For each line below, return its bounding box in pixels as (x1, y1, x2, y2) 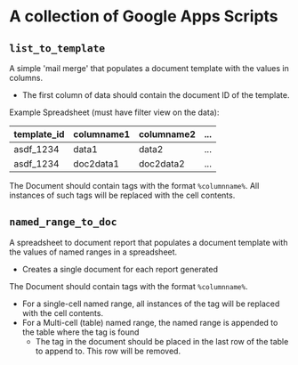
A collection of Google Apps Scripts (9, 6, 278, 27)
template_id (13, 128, 65, 140)
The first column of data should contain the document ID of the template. (21, 90, 290, 100)
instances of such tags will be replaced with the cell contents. (9, 190, 236, 200)
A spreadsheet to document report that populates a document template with (9, 237, 288, 247)
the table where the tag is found (21, 327, 140, 337)
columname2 (138, 128, 196, 140)
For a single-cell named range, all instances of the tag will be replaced (21, 298, 280, 309)
